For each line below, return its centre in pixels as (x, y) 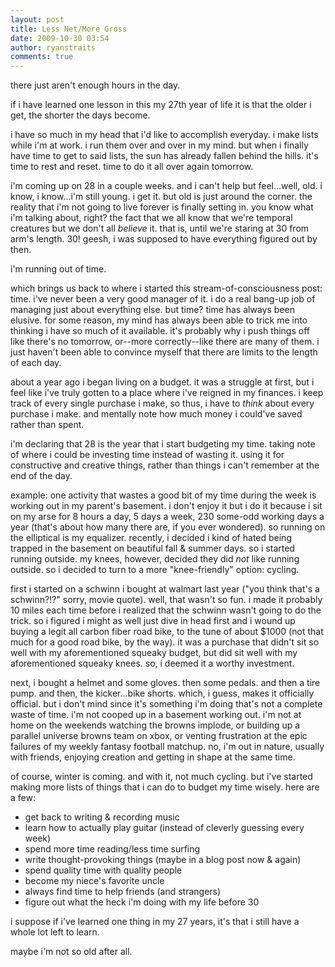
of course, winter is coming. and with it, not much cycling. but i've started (161, 777)
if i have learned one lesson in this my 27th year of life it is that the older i (161, 105)
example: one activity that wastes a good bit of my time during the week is (163, 495)
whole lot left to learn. (55, 932)
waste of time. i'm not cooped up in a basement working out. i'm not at (156, 715)
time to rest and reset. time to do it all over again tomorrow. (132, 167)
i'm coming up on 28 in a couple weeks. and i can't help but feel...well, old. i (166, 186)
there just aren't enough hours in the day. (95, 85)
